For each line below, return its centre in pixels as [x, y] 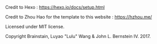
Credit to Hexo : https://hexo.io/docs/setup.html [55, 7]
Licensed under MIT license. [35, 26]
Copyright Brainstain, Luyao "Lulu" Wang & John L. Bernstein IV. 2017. [78, 36]
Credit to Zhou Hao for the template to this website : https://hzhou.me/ [79, 17]
